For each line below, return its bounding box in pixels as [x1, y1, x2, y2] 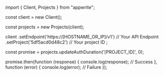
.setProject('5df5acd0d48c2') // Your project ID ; [5, 39, 108, 45]
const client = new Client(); [5, 14, 62, 20]
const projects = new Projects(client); [5, 24, 84, 30]
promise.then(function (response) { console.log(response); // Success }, [5, 59, 157, 65]
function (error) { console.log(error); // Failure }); [5, 64, 107, 70]
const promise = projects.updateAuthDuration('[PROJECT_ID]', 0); [5, 49, 144, 55]
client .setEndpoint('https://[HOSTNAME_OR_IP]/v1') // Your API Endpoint [5, 34, 159, 40]
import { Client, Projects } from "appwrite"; [5, 5, 95, 10]
